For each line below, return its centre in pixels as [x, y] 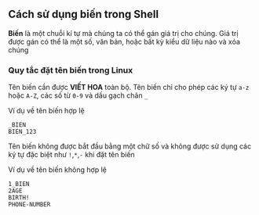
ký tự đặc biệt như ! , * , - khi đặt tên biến [71, 155]
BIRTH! [19, 198]
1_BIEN [19, 185]
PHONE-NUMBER [29, 205]
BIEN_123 [22, 132]
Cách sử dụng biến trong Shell [84, 14]
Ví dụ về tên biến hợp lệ [46, 111]
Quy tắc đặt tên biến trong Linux [71, 70]
